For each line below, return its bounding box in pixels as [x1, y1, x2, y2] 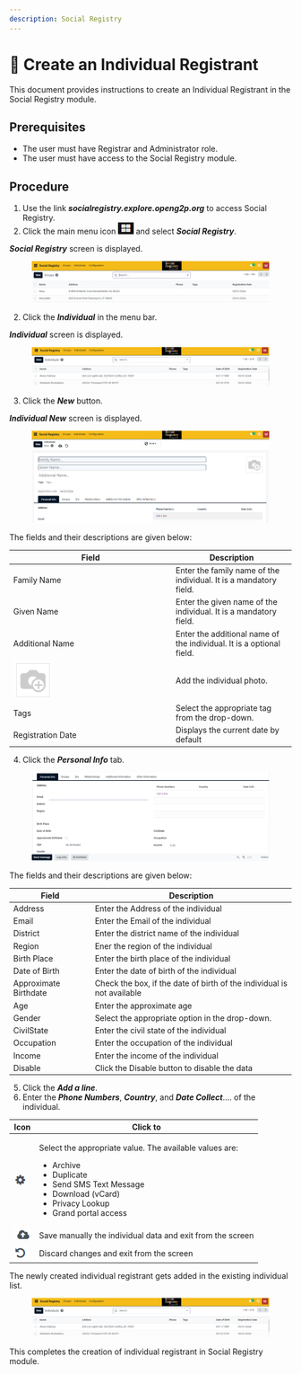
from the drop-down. [176, 713, 254, 723]
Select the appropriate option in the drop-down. [94, 1012, 271, 1024]
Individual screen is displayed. [9, 329, 124, 340]
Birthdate [13, 988, 47, 998]
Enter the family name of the [176, 565, 280, 576]
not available [94, 988, 142, 998]
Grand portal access [52, 1208, 127, 1219]
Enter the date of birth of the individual [94, 966, 237, 977]
